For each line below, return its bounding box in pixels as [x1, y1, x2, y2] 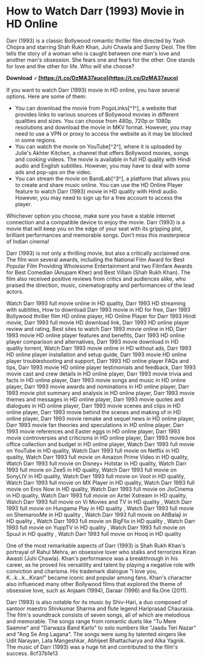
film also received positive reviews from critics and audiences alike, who [6, 275, 186, 282]
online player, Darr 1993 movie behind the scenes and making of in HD [6, 408, 181, 415]
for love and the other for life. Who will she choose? [6, 62, 134, 70]
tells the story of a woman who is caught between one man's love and [6, 49, 180, 57]
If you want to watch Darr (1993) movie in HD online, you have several [6, 86, 180, 93]
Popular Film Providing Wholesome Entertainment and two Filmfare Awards [6, 262, 193, 270]
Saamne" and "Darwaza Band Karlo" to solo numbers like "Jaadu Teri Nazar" [6, 624, 197, 631]
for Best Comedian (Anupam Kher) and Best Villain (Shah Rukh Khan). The [6, 268, 191, 276]
